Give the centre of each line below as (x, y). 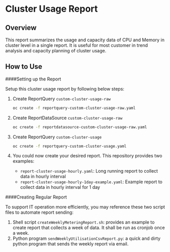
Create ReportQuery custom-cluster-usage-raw (62, 99)
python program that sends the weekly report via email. (71, 244)
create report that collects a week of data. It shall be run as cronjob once (89, 228)
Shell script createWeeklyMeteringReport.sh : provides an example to (83, 222)
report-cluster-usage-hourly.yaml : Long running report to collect (89, 171)
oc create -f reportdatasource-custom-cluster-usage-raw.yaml (80, 127)
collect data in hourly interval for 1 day (60, 187)
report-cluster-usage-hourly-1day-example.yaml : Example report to (91, 182)
